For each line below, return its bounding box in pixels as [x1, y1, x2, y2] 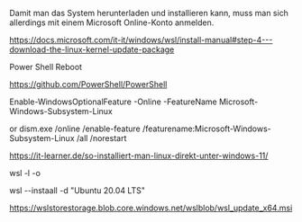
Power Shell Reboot [9, 62, 83, 72]
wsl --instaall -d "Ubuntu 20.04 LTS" [9, 185, 146, 196]
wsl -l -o [9, 168, 41, 178]
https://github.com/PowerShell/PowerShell [9, 79, 168, 89]
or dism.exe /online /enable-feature [9, 123, 142, 134]
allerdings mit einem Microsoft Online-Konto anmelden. [9, 17, 215, 28]
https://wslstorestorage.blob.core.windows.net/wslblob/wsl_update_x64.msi [9, 202, 293, 213]
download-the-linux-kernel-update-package [9, 44, 175, 55]
